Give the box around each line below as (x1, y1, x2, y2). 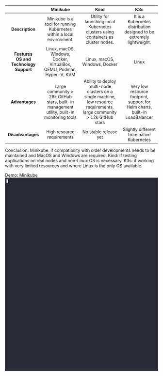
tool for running (45, 21, 76, 27)
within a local (47, 31, 74, 37)
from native (128, 131, 151, 137)
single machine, (84, 94, 116, 100)
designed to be (124, 29, 154, 34)
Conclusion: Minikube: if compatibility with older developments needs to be (5, 147, 156, 153)
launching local (84, 18, 115, 24)
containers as (86, 34, 114, 40)
